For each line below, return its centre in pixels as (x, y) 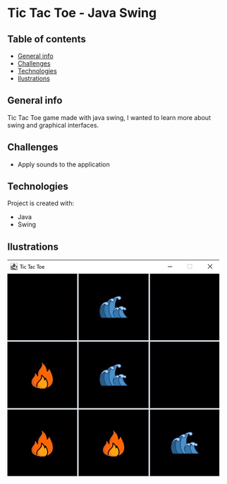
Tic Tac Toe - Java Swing (82, 13)
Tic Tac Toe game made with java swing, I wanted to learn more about (109, 117)
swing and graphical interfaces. (53, 125)
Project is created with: (41, 203)
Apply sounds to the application (64, 164)
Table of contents (47, 39)
